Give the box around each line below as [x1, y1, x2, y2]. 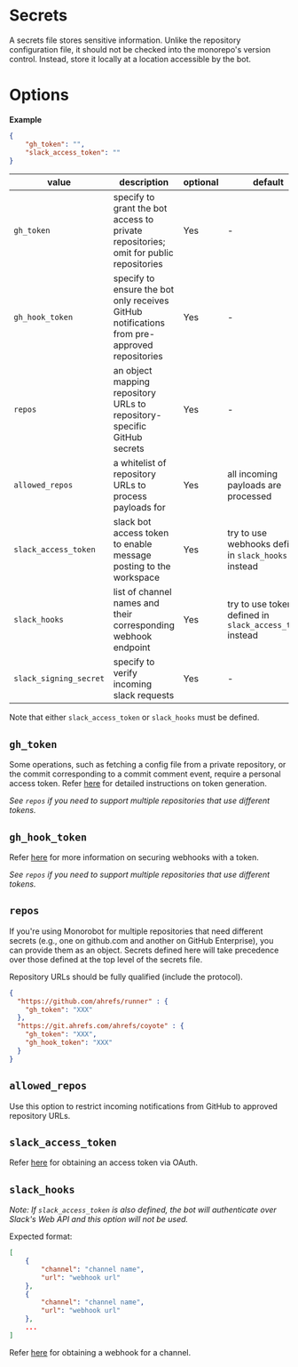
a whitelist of [113, 457, 167, 470]
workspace [113, 571, 160, 583]
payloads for [113, 502, 166, 514]
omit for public [113, 246, 175, 259]
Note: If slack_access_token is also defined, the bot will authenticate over [9, 1204, 277, 1215]
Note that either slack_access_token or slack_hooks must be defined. [9, 712, 260, 723]
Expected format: [9, 1231, 73, 1242]
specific [113, 420, 147, 432]
